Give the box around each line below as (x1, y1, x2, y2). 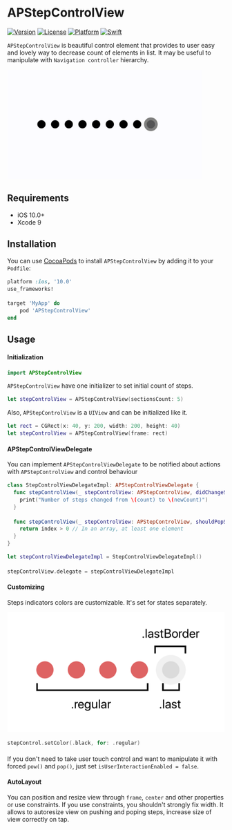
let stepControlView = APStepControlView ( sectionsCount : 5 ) (7, 396, 184, 403)
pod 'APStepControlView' (19, 308, 91, 314)
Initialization (7, 352, 43, 361)
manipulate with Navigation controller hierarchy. (7, 55, 149, 64)
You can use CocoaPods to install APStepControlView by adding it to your (7, 256, 214, 265)
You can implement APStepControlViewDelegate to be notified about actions (7, 460, 221, 469)
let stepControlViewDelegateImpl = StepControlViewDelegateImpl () (7, 554, 202, 560)
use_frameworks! (7, 285, 54, 292)
